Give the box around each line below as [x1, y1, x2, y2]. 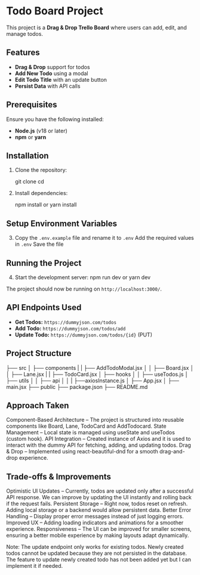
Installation [6, 150, 49, 160]
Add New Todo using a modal [14, 70, 88, 77]
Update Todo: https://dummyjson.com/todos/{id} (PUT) [14, 331, 152, 338]
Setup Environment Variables [6, 218, 118, 228]
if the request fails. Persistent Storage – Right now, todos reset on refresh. [6, 500, 188, 508]
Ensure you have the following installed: [6, 115, 104, 123]
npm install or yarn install [14, 201, 77, 208]
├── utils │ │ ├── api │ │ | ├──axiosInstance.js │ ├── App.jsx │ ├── [6, 377, 180, 384]
